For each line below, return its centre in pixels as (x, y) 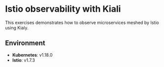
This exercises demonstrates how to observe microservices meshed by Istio (82, 22)
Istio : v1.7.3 (24, 60)
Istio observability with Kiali (63, 9)
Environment (25, 43)
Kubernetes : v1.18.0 (32, 55)
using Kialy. (17, 27)
